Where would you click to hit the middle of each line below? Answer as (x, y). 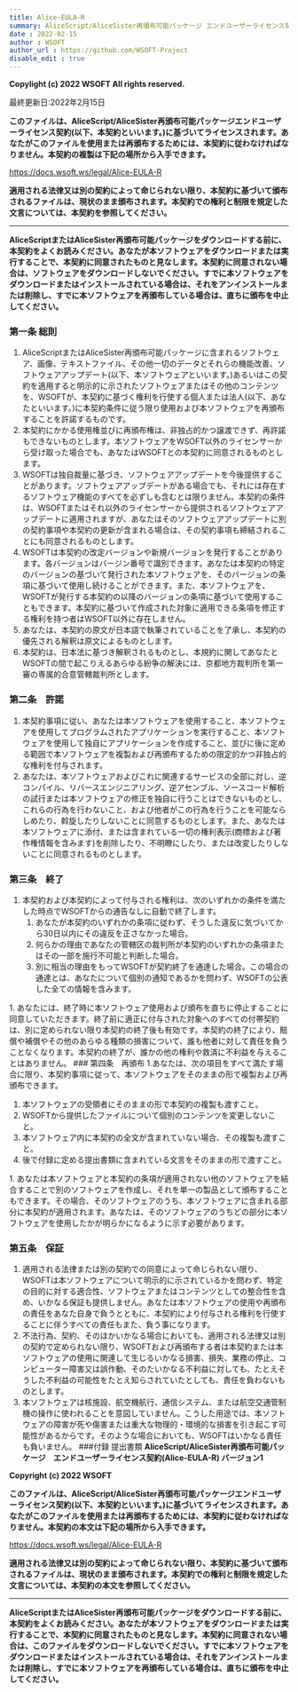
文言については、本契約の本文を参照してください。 (102, 1585)
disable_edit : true (47, 59)
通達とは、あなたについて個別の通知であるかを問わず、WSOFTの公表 (161, 977)
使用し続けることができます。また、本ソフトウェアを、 (169, 586)
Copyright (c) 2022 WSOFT (61, 1475)
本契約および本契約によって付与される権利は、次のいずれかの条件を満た (154, 900)
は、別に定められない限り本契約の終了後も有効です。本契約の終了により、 (145, 1030)
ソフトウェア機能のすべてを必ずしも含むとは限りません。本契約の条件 (157, 497)
